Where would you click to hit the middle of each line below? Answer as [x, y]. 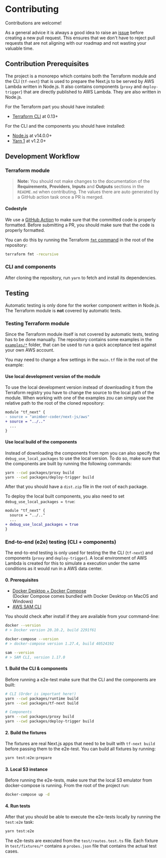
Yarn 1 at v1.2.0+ [29, 141]
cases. [12, 851]
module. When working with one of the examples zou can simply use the [79, 398]
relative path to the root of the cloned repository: [55, 403]
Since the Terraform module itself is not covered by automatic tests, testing [82, 334]
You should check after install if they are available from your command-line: [82, 616]
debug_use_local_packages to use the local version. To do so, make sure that [83, 458]
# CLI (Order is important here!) [41, 694]
